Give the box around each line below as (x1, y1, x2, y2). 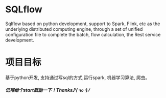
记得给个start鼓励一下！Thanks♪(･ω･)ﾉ (5, 87, 90, 93)
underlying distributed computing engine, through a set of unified (5, 26, 143, 32)
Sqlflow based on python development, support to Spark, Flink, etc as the (5, 21, 160, 27)
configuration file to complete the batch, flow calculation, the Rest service (5, 31, 161, 37)
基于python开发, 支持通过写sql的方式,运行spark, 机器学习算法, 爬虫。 (5, 74, 150, 81)
